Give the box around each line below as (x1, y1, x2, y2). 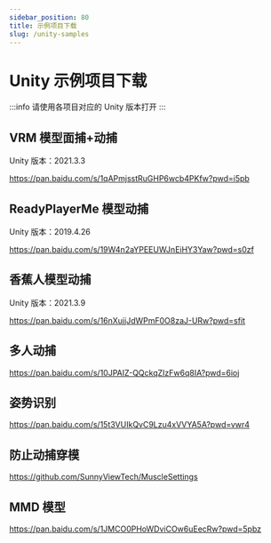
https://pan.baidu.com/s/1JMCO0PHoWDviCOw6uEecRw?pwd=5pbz (9, 523, 262, 534)
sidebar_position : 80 (9, 12, 90, 22)
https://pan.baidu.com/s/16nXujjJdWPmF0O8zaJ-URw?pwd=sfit (9, 315, 246, 325)
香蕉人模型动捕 (9, 272, 92, 287)
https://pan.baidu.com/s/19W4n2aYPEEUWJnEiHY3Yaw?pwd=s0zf (9, 244, 255, 254)
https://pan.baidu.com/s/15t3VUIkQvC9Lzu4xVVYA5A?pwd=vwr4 (9, 419, 251, 430)
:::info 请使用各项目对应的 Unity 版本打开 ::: (9, 101, 166, 112)
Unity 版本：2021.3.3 (9, 156, 86, 166)
